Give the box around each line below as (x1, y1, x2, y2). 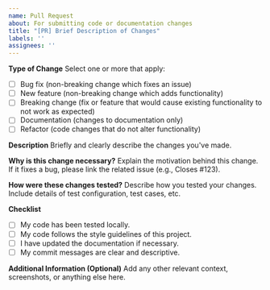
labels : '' (8, 34, 45, 43)
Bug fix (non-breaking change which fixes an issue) (19, 80, 192, 89)
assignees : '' (8, 42, 56, 50)
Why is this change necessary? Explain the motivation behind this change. (8, 156, 259, 166)
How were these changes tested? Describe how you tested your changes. (8, 180, 257, 190)
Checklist (8, 205, 42, 214)
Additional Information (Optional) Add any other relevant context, (8, 263, 228, 273)
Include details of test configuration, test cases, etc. (8, 188, 181, 198)
